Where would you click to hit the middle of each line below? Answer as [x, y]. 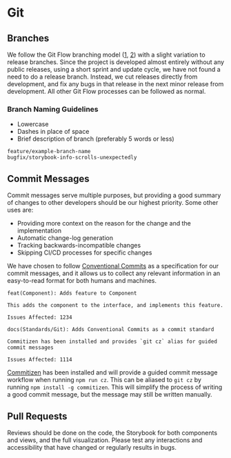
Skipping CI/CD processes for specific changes [84, 252]
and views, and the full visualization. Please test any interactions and [105, 440]
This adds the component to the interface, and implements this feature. [115, 306]
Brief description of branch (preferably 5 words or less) [96, 139]
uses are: [20, 210]
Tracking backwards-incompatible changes [79, 246]
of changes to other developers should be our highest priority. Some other [113, 203]
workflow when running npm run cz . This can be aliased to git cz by [104, 380]
